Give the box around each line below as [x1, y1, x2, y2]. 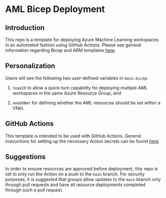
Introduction [5, 23, 45, 32]
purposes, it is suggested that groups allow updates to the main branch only [5, 176, 161, 182]
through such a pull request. [5, 187, 63, 193]
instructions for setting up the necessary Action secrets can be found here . [5, 138, 160, 144]
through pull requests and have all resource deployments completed [5, 181, 146, 188]
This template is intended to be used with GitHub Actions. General [5, 132, 141, 138]
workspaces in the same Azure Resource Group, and [12, 90, 121, 96]
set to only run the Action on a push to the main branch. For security [5, 171, 145, 177]
